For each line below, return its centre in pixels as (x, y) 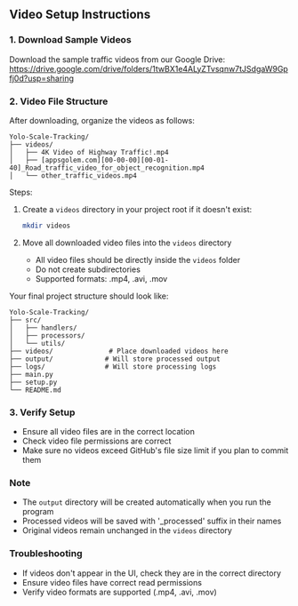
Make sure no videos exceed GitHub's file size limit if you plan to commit (155, 451)
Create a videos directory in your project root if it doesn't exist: (137, 209)
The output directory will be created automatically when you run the (146, 502)
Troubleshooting (46, 554)
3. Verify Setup (42, 412)
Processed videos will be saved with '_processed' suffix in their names (152, 521)
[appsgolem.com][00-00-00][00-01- (105, 160)
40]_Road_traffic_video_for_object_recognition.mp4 (107, 168)
